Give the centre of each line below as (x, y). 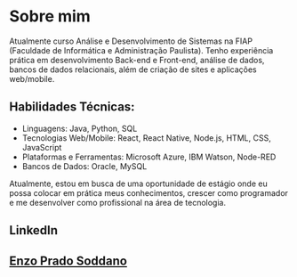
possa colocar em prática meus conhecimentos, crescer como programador (149, 192)
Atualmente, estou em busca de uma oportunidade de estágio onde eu (139, 183)
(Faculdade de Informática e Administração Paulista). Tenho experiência (141, 50)
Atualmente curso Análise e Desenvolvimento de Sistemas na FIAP (131, 41)
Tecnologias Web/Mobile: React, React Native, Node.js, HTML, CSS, (146, 138)
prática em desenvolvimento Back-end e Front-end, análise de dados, (137, 60)
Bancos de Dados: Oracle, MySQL (84, 166)
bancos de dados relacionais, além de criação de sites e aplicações (133, 69)
